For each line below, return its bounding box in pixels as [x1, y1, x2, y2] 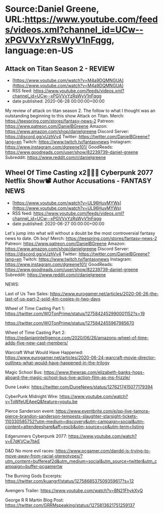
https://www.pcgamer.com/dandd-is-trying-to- [55, 447, 151, 453]
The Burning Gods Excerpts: [5, 473, 62, 479]
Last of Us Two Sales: [5, 290, 49, 296]
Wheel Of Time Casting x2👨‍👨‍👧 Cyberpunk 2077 [5, 169, 153, 177]
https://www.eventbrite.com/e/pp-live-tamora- [55, 408, 150, 414]
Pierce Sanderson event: [5, 408, 55, 414]
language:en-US [5, 45, 73, 56]
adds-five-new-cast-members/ [5, 340, 68, 346]
